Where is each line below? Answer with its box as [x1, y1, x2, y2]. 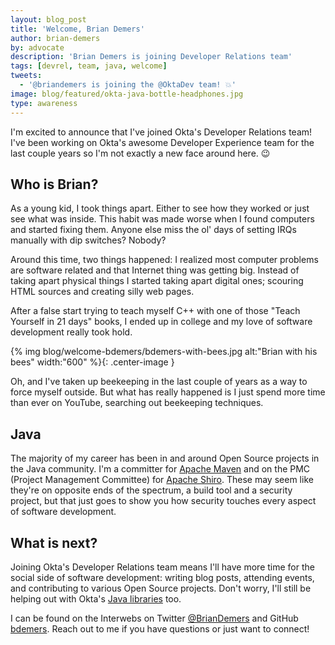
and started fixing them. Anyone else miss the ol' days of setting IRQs [10, 224, 297, 236]
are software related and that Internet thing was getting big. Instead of [10, 264, 300, 276]
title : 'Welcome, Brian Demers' [10, 24, 145, 34]
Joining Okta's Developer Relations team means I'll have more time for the [10, 561, 315, 573]
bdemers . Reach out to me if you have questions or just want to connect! [10, 622, 310, 635]
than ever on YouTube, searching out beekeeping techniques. [10, 397, 264, 409]
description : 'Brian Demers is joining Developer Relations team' [10, 52, 293, 62]
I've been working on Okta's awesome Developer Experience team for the [10, 136, 315, 148]
